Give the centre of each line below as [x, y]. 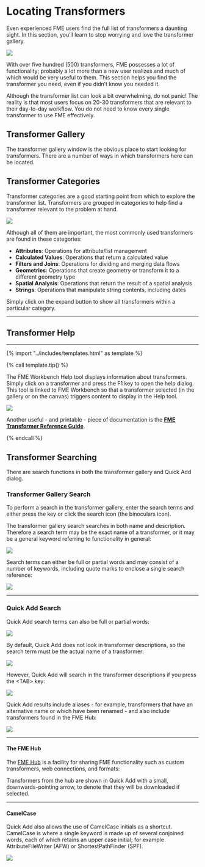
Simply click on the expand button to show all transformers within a [91, 301]
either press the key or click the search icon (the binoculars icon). [89, 514]
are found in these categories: [44, 239]
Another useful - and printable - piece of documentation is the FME [91, 420]
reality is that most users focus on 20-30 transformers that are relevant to [99, 102]
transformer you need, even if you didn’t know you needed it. [83, 84]
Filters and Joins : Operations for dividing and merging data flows [97, 263]
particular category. [31, 308]
